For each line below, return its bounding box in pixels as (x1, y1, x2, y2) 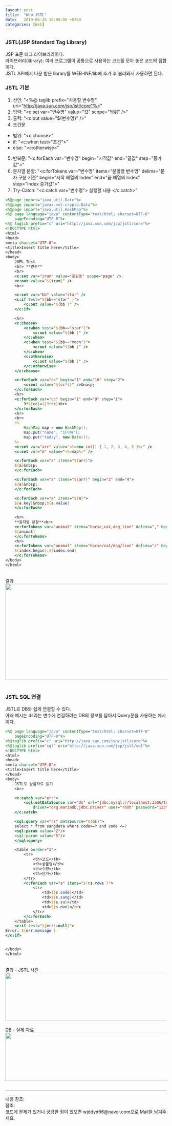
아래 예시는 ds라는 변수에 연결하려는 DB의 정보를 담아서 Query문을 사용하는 (5, 713, 157, 719)
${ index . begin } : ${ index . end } (14, 548, 77, 553)
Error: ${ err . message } (5, 928, 56, 933)
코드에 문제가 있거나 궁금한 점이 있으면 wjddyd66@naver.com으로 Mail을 (5, 1109, 153, 1115)
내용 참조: (5, 1096, 25, 1102)
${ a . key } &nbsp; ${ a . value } (14, 501, 70, 506)
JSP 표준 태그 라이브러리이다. (5, 51, 64, 57)
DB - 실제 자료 (5, 1027, 34, 1033)
